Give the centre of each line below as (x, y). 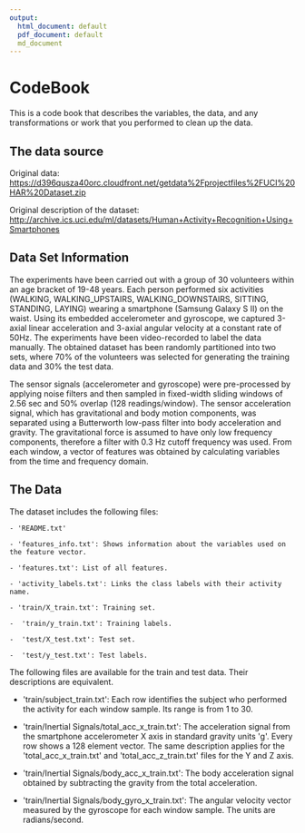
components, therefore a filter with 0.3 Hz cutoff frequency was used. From (151, 442)
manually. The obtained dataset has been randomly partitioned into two (143, 347)
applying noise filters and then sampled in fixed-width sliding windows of (146, 393)
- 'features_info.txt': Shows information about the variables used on (148, 544)
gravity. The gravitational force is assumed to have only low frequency (141, 432)
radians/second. (53, 819)
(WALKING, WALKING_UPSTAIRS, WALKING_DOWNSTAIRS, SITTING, (139, 299)
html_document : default (62, 26)
